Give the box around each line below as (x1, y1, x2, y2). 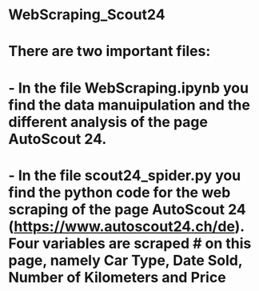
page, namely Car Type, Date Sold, (8, 251, 243, 269)
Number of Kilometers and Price (8, 268, 226, 286)
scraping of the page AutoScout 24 (8, 200, 246, 218)
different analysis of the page (8, 113, 208, 131)
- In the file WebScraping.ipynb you (8, 78, 249, 97)
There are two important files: (8, 42, 211, 61)
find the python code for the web (8, 183, 231, 201)
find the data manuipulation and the (8, 96, 250, 114)
